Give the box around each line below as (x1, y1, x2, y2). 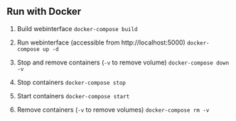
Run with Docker (6, 6, 82, 18)
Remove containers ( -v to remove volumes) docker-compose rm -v (16, 105, 210, 114)
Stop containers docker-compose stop (16, 78, 126, 86)
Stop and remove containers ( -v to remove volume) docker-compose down (16, 58, 230, 67)
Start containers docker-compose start (16, 91, 130, 100)
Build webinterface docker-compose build (16, 24, 138, 33)
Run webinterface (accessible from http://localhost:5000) (16, 38, 186, 47)
